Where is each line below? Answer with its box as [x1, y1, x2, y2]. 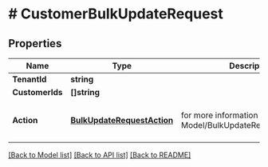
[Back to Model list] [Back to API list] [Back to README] [8, 150, 191, 160]
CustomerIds [12, 87, 63, 97]
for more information [180, 109, 258, 121]
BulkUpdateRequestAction [70, 115, 174, 125]
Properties [8, 37, 62, 50]
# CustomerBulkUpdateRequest [8, 5, 223, 23]
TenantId [12, 74, 47, 85]
